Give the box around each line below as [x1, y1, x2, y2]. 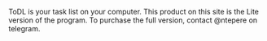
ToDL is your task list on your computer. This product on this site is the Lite [8, 7, 259, 16]
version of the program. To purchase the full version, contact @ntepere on [8, 15, 258, 25]
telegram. [8, 24, 41, 33]
